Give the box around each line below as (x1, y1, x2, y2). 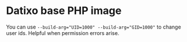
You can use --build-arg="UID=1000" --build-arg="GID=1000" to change (6, 23, 182, 30)
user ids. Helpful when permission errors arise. (6, 29, 120, 36)
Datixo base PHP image (6, 4, 122, 17)
